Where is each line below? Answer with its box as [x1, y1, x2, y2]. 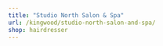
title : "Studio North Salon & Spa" [8, 11, 125, 19]
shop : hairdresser [8, 26, 68, 34]
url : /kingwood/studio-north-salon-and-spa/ [8, 19, 156, 27]
